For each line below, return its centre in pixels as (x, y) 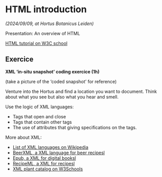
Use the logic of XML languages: (39, 107)
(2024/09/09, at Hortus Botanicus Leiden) (50, 23)
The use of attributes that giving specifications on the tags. (75, 127)
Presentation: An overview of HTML (43, 33)
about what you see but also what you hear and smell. (62, 97)
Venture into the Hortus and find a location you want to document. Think (81, 91)
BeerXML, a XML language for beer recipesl (59, 153)
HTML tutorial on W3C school (36, 43)
